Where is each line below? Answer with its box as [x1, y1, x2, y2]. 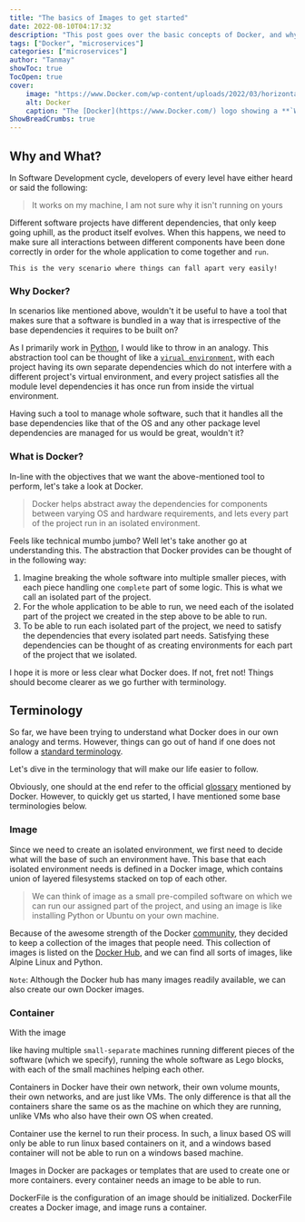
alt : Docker [25, 97, 71, 107]
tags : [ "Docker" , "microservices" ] [9, 38, 144, 48]
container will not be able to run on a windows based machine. [9, 1147, 243, 1158]
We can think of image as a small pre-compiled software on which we [31, 890, 293, 901]
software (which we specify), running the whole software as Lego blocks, [9, 1054, 284, 1065]
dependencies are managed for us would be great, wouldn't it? [9, 428, 244, 439]
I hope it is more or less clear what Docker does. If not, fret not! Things [9, 667, 274, 678]
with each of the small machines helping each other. [9, 1064, 205, 1075]
